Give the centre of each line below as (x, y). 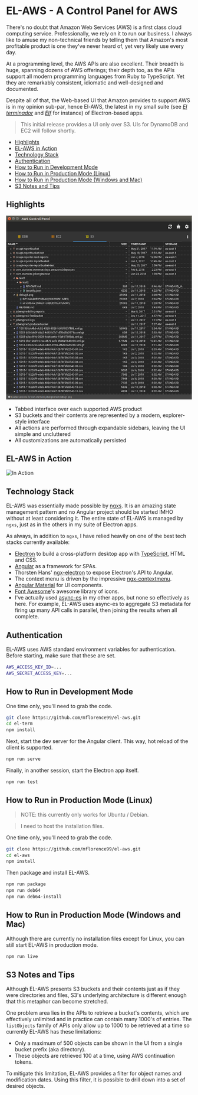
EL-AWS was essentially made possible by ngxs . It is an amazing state (91, 506)
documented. (22, 89)
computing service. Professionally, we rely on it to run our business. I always (99, 33)
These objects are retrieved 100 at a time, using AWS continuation (95, 1056)
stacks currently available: (38, 542)
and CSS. (26, 560)
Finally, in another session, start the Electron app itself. (72, 770)
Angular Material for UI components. (59, 585)
